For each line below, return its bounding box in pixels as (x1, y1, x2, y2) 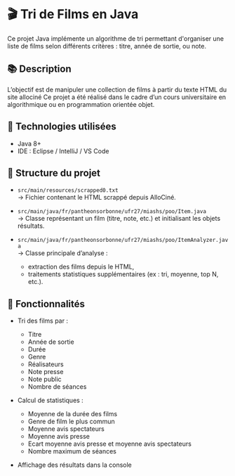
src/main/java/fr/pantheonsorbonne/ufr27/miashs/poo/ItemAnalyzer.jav (17, 237, 229, 244)
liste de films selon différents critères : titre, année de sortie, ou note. (7, 41, 207, 50)
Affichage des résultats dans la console (17, 461, 132, 469)
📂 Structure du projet (7, 167, 100, 179)
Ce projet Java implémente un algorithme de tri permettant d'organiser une (7, 34, 224, 43)
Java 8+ (17, 139, 41, 148)
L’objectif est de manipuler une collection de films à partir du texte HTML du (7, 85, 227, 94)
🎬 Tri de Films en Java (7, 6, 139, 22)
